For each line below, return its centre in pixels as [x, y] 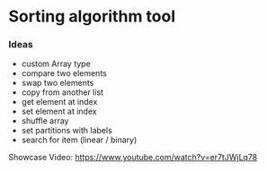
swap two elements [58, 83]
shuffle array [45, 121]
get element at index [59, 102]
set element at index [59, 111]
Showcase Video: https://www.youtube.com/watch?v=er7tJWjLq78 [133, 158]
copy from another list [62, 92]
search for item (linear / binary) [79, 140]
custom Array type [56, 64]
